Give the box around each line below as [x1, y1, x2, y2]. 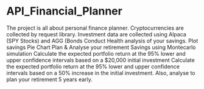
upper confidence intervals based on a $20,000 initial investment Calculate [6, 56, 195, 64]
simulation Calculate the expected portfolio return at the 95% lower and [6, 50, 186, 57]
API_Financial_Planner [6, 4, 123, 18]
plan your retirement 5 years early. [6, 76, 93, 83]
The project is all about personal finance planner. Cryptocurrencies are [6, 24, 184, 31]
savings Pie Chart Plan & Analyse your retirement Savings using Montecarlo [6, 44, 196, 51]
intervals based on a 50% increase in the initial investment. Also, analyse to [6, 69, 195, 76]
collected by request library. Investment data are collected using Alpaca [6, 30, 187, 38]
